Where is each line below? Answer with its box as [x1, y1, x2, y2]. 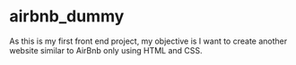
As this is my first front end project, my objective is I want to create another [9, 36, 288, 46]
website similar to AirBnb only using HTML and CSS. [9, 45, 204, 55]
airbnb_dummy [9, 6, 125, 27]
